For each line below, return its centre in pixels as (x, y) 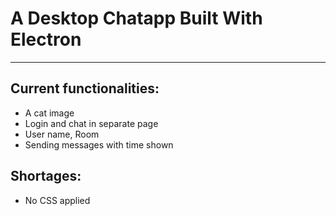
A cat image (49, 113)
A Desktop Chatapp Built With (136, 18)
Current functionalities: (85, 88)
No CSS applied (57, 200)
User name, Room (62, 134)
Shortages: (46, 176)
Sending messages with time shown (99, 144)
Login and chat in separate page (91, 123)
